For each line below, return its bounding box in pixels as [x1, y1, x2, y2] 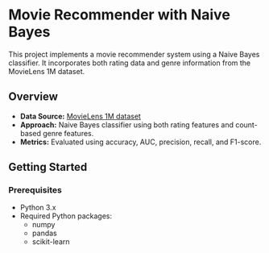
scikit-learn [31, 237, 70, 247]
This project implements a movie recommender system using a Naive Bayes [8, 49, 260, 59]
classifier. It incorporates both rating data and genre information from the [8, 58, 251, 68]
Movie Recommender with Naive [8, 6, 231, 24]
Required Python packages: [19, 211, 113, 221]
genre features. [43, 128, 94, 138]
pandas [31, 228, 58, 238]
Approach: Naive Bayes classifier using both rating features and [19, 119, 234, 130]
